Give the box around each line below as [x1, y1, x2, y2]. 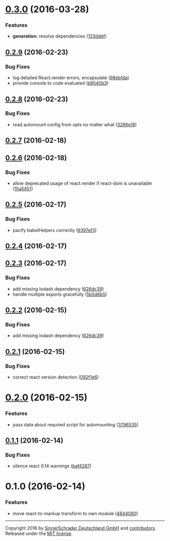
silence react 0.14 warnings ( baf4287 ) [12, 463, 92, 469]
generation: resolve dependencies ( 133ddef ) [12, 33, 107, 39]
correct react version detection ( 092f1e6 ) [12, 374, 99, 380]
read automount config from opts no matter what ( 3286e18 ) [12, 121, 137, 127]
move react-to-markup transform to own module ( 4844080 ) [12, 510, 138, 516]
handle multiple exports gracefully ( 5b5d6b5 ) [12, 291, 107, 297]
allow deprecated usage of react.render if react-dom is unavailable [12, 180, 152, 186]
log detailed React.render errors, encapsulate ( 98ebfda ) [12, 75, 130, 81]
